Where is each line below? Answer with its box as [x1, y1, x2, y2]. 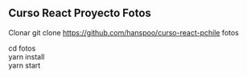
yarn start [8, 60, 41, 70]
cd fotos [8, 43, 36, 53]
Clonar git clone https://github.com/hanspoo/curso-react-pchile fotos [8, 27, 240, 37]
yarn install [8, 51, 45, 61]
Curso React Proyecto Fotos [8, 6, 151, 20]
